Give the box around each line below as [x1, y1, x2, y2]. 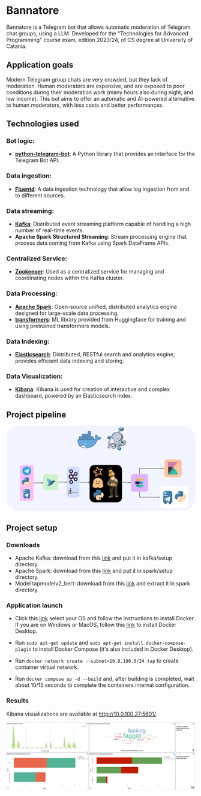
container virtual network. [14, 663, 79, 671]
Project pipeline [6, 409, 67, 420]
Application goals [6, 60, 74, 70]
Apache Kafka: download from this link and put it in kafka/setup [14, 554, 173, 561]
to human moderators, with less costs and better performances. [6, 101, 164, 109]
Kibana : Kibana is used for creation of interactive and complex [14, 386, 170, 393]
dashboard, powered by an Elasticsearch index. [14, 392, 133, 399]
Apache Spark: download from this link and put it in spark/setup [14, 567, 173, 575]
